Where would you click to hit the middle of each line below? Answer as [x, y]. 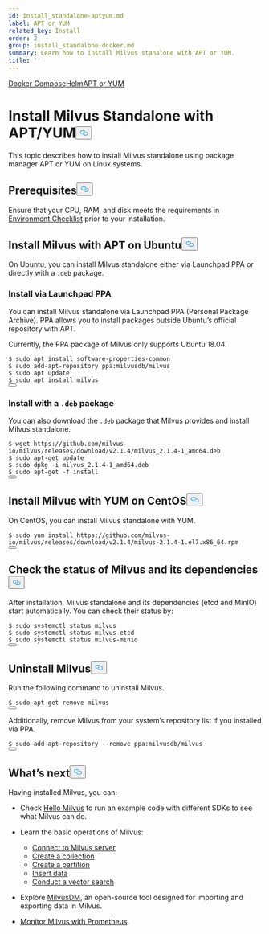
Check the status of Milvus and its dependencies [133, 570]
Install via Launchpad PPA [60, 294]
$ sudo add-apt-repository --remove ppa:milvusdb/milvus [106, 744]
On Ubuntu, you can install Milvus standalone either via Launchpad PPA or [131, 264]
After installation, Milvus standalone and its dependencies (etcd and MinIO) [132, 602]
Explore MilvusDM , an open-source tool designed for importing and [131, 898]
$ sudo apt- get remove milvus [59, 703]
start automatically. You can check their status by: [91, 611]
